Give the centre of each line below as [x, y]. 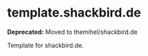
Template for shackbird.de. [46, 45]
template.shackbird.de [74, 13]
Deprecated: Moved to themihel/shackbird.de [73, 32]
